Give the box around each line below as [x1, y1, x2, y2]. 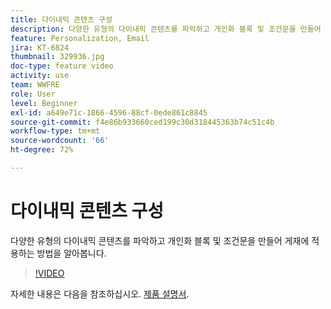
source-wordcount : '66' [10, 136, 110, 146]
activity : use [10, 71, 70, 81]
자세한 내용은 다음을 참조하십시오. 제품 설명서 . [10, 287, 190, 300]
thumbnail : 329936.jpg [10, 52, 105, 62]
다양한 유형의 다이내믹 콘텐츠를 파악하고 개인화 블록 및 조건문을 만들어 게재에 [10, 234, 310, 246]
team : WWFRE [10, 80, 60, 90]
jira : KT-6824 [10, 42, 70, 53]
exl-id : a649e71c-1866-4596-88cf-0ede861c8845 [10, 107, 208, 118]
